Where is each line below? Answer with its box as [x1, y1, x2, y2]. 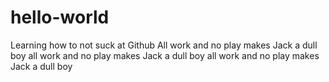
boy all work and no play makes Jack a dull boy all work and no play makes [10, 49, 320, 61]
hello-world [10, 6, 110, 29]
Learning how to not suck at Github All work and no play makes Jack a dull [10, 39, 318, 51]
